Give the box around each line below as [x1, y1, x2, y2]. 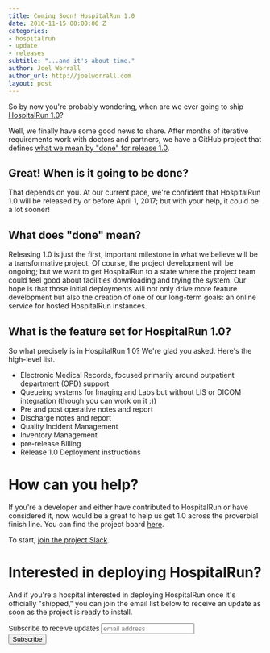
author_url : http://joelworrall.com [8, 72, 131, 80]
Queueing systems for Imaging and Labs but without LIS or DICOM [19, 387, 242, 396]
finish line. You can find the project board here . [8, 519, 164, 529]
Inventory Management [19, 429, 98, 440]
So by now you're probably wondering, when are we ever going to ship [8, 102, 244, 111]
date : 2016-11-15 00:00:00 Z [8, 19, 106, 27]
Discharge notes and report [19, 412, 112, 422]
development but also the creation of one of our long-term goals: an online [8, 292, 256, 303]
